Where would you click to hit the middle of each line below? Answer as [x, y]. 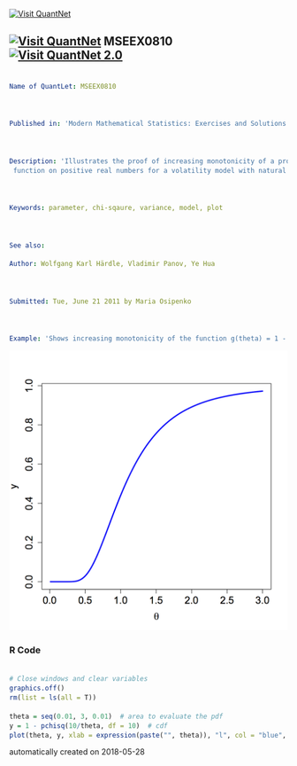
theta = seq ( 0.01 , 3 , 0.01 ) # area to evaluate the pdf [116, 716]
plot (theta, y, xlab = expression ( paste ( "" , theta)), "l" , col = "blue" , [148, 735]
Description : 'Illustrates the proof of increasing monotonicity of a [142, 161]
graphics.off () [37, 688]
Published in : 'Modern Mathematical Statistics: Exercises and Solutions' [150, 124]
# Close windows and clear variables [79, 679]
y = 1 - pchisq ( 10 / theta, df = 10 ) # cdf [88, 726]
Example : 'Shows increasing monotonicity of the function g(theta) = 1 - [148, 339]
